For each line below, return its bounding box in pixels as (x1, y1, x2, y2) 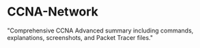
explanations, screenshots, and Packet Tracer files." (7, 33, 154, 41)
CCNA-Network (7, 4, 99, 20)
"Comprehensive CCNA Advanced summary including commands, (7, 26, 194, 34)
